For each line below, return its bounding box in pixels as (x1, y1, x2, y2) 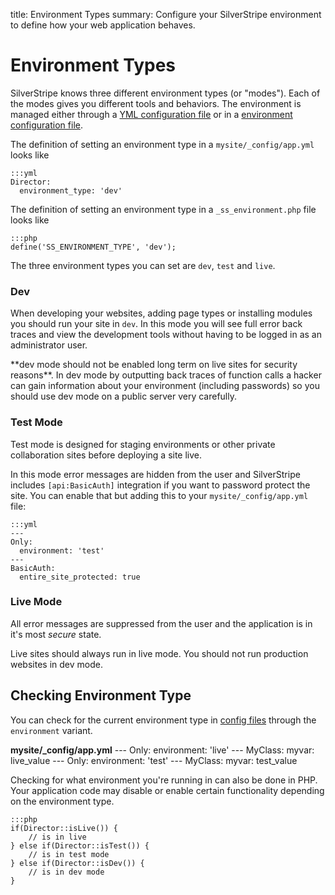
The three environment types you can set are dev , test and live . (10, 259, 276, 271)
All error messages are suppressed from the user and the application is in (10, 617, 313, 629)
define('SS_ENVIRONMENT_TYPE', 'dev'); (10, 242, 177, 252)
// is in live (28, 832, 87, 842)
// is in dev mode (28, 867, 105, 877)
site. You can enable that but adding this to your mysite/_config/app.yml (10, 489, 309, 501)
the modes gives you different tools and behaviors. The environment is (10, 97, 302, 109)
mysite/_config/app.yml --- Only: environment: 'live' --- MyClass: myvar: (10, 744, 315, 756)
